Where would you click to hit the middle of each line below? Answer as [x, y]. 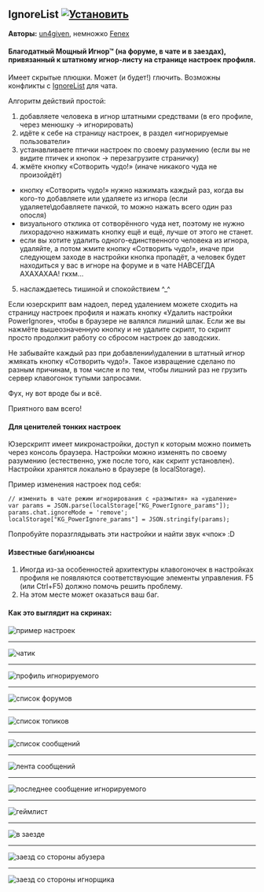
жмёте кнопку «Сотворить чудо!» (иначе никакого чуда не [118, 167]
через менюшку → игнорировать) [76, 125]
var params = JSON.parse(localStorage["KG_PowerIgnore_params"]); [119, 506]
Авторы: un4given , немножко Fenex [69, 33]
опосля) [33, 215]
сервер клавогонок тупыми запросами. [75, 378]
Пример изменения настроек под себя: [75, 484]
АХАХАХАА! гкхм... [51, 274]
